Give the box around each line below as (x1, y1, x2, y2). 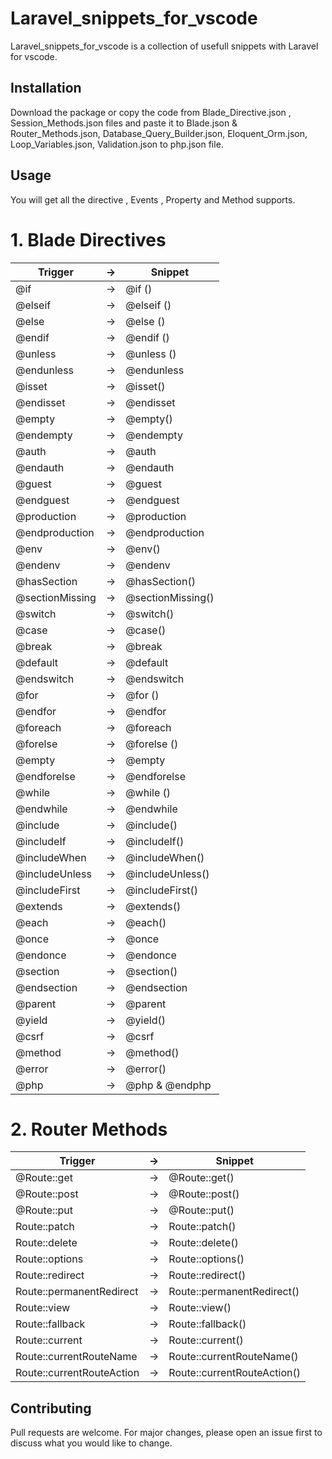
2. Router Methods (10, 1118, 168, 1141)
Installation (10, 80, 82, 97)
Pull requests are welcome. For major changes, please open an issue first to (10, 1427, 323, 1439)
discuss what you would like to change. (10, 1437, 173, 1449)
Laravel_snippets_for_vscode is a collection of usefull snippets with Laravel (10, 40, 319, 52)
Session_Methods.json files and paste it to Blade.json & (10, 117, 238, 129)
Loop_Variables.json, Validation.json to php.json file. (10, 138, 224, 150)
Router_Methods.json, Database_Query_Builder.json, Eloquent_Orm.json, (10, 127, 308, 139)
